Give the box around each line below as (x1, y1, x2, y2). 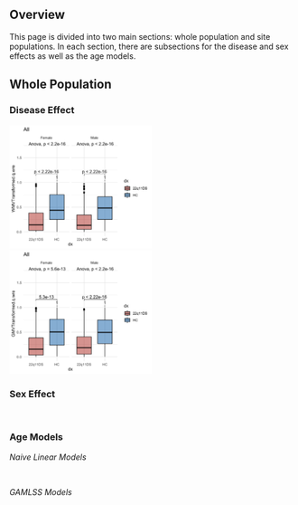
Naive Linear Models (9, 452, 88, 462)
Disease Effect (9, 104, 75, 117)
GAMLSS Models (9, 486, 72, 497)
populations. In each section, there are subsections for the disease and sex (9, 41, 289, 52)
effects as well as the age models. (9, 50, 136, 62)
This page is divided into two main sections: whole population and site (9, 31, 271, 42)
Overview (9, 7, 66, 23)
